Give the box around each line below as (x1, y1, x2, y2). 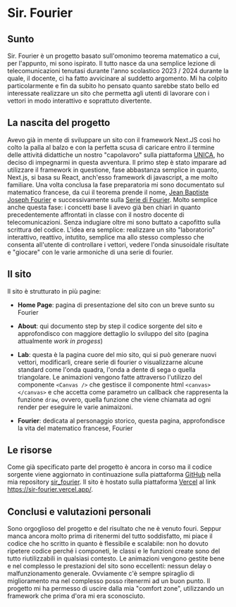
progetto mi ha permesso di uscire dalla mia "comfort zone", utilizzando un (7, 584, 224, 593)
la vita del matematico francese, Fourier (17, 424, 133, 432)
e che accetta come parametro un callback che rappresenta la (48, 387, 229, 396)
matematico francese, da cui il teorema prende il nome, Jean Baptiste (7, 188, 209, 196)
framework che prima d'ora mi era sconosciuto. (7, 592, 146, 600)
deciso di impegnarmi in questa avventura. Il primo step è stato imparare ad (7, 158, 227, 166)
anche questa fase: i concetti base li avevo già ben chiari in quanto (7, 203, 201, 211)
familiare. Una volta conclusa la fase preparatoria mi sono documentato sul (7, 180, 225, 189)
